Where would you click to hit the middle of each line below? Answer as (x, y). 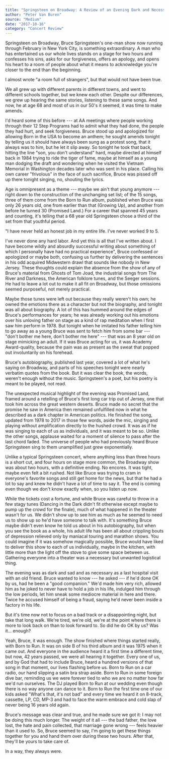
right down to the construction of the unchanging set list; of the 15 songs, (81, 195)
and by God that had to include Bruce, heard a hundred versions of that (79, 662)
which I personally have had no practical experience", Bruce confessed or (82, 252)
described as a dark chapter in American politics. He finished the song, (79, 415)
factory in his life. (23, 605)
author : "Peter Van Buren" (33, 15)
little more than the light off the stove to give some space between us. (77, 552)
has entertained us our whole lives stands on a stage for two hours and (79, 54)
